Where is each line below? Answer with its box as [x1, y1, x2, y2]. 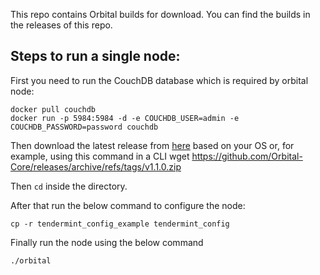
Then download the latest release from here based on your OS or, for [10, 139, 295, 151]
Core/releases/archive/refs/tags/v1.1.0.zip [10, 160, 182, 173]
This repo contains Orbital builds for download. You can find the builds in [10, 9, 311, 20]
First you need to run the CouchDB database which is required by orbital [10, 74, 309, 86]
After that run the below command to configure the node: [10, 199, 246, 211]
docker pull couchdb [10, 104, 97, 114]
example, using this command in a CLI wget [10, 150, 190, 162]
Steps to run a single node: [10, 48, 181, 65]
